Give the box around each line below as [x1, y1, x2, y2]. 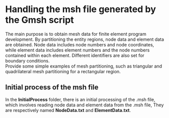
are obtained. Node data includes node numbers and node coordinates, [5, 41, 154, 47]
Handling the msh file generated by [5, 4, 156, 15]
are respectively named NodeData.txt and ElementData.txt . [5, 107, 131, 113]
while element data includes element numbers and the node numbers [5, 47, 150, 53]
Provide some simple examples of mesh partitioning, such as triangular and [5, 63, 162, 69]
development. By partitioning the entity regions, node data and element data [5, 36, 164, 42]
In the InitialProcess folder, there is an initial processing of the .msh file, [5, 96, 155, 102]
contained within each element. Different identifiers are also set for [5, 52, 145, 58]
